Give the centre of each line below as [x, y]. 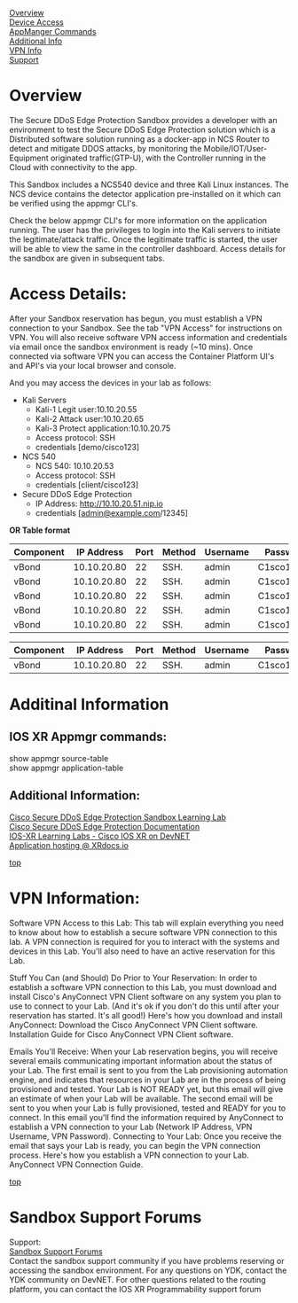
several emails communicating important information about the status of [141, 1061]
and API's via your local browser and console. [93, 365]
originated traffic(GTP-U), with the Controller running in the [158, 158]
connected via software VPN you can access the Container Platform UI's [142, 356]
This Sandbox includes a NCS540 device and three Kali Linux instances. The [149, 184]
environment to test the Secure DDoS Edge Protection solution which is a [142, 129]
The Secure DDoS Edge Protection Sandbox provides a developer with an [143, 120]
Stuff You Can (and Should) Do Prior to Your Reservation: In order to [133, 978]
